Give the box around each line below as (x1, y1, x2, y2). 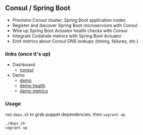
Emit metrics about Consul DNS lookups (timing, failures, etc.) (12, 38, 139, 44)
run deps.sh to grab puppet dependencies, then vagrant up (5, 111, 125, 118)
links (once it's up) (5, 50, 51, 57)
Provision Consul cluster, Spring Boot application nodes (12, 17, 126, 23)
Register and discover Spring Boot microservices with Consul (12, 22, 138, 28)
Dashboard (12, 62, 36, 68)
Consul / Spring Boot (5, 4, 71, 12)
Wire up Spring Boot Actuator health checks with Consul (12, 27, 128, 34)
